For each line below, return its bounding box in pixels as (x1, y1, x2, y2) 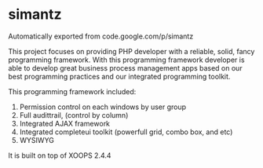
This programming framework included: (8, 86, 137, 96)
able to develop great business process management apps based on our (8, 63, 243, 72)
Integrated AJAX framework (19, 119, 111, 128)
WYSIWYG (19, 135, 55, 144)
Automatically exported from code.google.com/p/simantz (8, 31, 194, 41)
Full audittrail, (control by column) (19, 110, 129, 119)
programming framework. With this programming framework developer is (8, 55, 245, 64)
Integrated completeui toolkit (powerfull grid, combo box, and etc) (19, 127, 233, 137)
